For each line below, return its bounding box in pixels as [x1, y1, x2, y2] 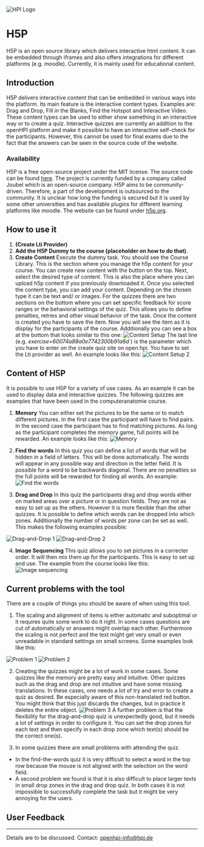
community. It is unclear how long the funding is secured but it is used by [6, 194, 190, 201]
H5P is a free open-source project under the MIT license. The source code [6, 168, 193, 176]
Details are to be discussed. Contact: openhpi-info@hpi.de [6, 834, 153, 842]
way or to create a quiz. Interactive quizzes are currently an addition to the [6, 119, 193, 127]
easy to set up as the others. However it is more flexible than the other [15, 504, 191, 511]
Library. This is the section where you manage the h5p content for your [15, 260, 193, 267]
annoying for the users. [15, 795, 74, 802]
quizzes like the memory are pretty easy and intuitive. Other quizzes [15, 674, 186, 681]
